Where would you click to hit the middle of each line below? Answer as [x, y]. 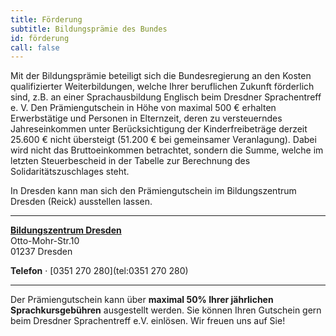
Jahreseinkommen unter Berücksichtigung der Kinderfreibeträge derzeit [159, 129]
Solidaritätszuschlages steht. [70, 172]
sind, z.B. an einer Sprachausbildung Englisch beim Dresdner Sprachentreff [166, 97]
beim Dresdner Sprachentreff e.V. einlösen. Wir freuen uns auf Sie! [148, 321]
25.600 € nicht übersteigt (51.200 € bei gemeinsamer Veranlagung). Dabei [163, 140]
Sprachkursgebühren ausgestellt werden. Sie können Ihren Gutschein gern [166, 310]
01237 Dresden [41, 252]
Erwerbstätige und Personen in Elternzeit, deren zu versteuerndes [146, 118]
